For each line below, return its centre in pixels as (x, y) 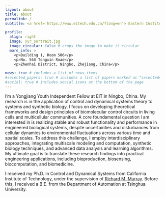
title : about (18, 14)
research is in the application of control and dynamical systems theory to (79, 101)
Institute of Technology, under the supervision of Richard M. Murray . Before (82, 179)
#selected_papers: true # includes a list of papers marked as (71, 78)
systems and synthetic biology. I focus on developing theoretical (70, 107)
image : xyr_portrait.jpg (35, 42)
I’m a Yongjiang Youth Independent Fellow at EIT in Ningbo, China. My (76, 96)
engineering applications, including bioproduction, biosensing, (68, 159)
